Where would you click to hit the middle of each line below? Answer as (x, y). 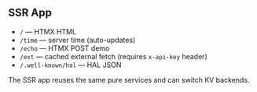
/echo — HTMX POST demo (64, 48)
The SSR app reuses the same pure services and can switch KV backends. (129, 80)
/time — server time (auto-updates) (77, 40)
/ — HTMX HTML (48, 31)
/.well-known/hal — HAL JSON (70, 65)
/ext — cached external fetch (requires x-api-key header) (114, 56)
